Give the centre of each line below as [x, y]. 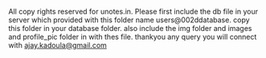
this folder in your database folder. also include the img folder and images [130, 28]
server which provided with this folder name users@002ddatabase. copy [129, 20]
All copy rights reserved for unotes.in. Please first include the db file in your [133, 12]
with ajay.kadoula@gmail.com [57, 45]
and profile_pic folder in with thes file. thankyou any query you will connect [133, 37]
